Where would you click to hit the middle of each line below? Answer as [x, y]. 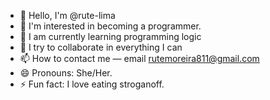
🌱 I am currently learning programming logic [110, 36]
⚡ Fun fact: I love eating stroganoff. [92, 84]
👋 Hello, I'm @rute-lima [67, 15]
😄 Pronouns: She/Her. [66, 73]
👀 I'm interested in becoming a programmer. [110, 26]
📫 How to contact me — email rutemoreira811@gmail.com [139, 58]
